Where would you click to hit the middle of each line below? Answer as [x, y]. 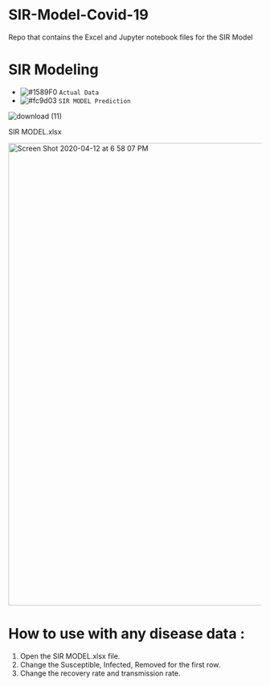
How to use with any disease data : [127, 634]
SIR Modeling [53, 70]
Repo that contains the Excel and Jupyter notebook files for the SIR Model [131, 37]
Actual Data [79, 93]
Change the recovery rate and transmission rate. [100, 673]
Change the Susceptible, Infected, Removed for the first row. [120, 664]
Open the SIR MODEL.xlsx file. [70, 656]
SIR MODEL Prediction [95, 101]
